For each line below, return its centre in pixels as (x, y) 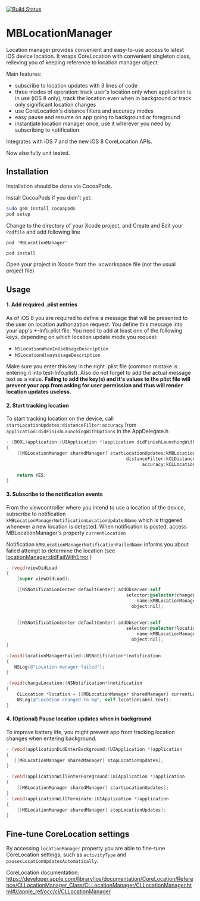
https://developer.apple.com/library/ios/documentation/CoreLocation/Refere (100, 879)
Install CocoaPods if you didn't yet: (49, 197)
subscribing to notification (47, 130)
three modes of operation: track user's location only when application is (103, 92)
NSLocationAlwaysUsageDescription (57, 355)
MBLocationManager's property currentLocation (66, 533)
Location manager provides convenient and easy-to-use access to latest (95, 49)
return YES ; (32, 475)
